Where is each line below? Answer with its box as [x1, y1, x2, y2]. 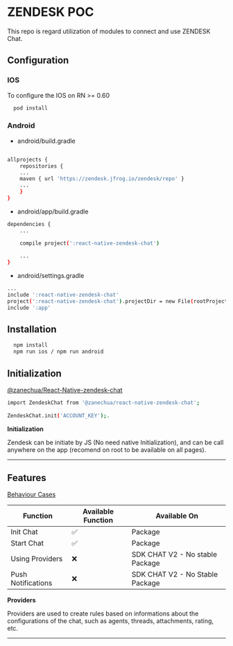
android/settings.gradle [17, 272, 85, 280]
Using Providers [10, 554, 63, 564]
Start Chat [10, 539, 44, 548]
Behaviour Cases [7, 490, 56, 499]
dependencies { [7, 220, 51, 227]
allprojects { [7, 156, 49, 163]
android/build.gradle [17, 137, 76, 145]
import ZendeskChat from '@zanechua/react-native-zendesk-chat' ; [7, 399, 200, 406]
